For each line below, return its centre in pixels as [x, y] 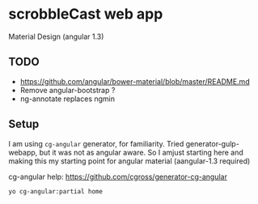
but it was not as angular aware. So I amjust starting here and [142, 152]
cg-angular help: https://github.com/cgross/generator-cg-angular [118, 176]
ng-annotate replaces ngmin [68, 99]
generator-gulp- [213, 143]
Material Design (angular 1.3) [56, 36]
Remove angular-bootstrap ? [68, 90]
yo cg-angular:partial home [56, 191]
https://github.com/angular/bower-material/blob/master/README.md [135, 81]
